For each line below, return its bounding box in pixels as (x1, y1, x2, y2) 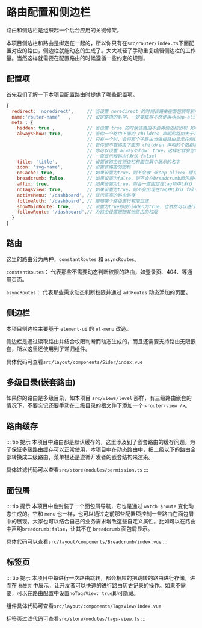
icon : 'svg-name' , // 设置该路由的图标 (17, 164, 131, 170)
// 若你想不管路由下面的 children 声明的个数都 (87, 142, 194, 148)
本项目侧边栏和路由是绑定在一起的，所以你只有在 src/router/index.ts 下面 (6, 39, 189, 46)
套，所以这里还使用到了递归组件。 (6, 345, 91, 352)
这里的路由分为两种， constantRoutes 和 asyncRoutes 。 (6, 255, 140, 262)
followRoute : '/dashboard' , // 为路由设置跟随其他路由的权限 (17, 209, 158, 215)
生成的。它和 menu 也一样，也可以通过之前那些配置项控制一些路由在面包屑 (11, 510, 194, 517)
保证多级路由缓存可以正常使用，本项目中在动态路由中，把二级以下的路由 (11, 446, 191, 453)
